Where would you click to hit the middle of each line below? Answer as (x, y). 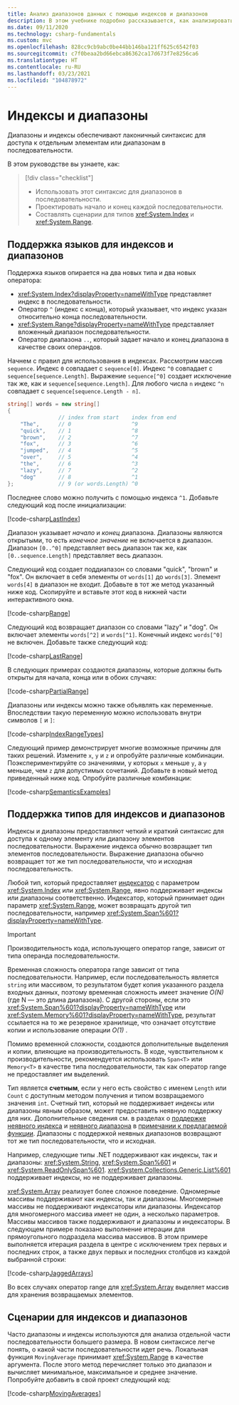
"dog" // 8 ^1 (79, 477)
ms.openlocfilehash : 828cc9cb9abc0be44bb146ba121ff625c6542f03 (103, 47)
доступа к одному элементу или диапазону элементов (91, 839)
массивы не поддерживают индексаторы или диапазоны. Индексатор (114, 1207)
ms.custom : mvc (30, 41)
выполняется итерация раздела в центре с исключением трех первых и (117, 1245)
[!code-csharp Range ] (39, 613)
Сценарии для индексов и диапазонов (97, 1317)
